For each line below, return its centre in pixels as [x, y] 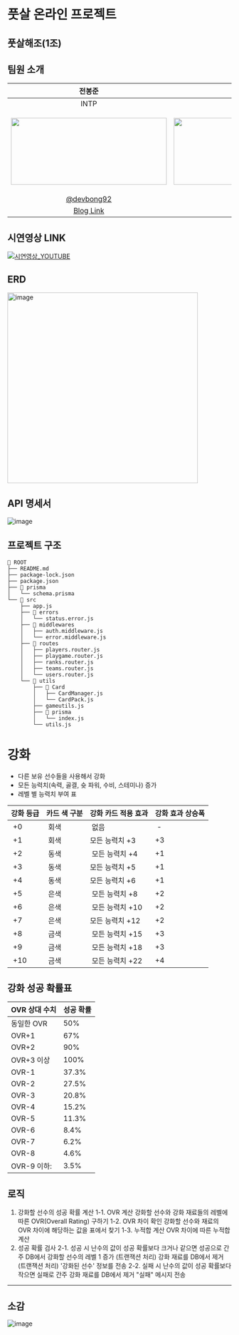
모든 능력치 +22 [117, 961]
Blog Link [89, 211]
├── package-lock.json [41, 574]
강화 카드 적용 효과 [119, 813]
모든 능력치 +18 [117, 947]
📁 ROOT [17, 562]
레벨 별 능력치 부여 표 [47, 794]
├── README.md [28, 568]
